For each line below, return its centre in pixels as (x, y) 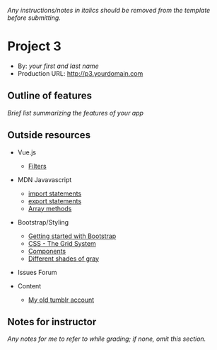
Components (47, 251)
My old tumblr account (61, 300)
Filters (37, 166)
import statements (55, 193)
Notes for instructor (52, 322)
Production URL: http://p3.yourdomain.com (80, 73)
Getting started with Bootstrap (72, 236)
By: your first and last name (58, 66)
